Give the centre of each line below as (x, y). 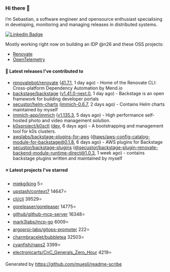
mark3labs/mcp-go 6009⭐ (41, 222)
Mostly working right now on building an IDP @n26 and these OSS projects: (84, 44)
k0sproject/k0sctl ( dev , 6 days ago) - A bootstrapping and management (88, 126)
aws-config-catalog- (128, 136)
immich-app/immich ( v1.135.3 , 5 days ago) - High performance (78, 115)
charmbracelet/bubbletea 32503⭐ (48, 237)
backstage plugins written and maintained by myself (67, 158)
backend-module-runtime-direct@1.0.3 (54, 153)
